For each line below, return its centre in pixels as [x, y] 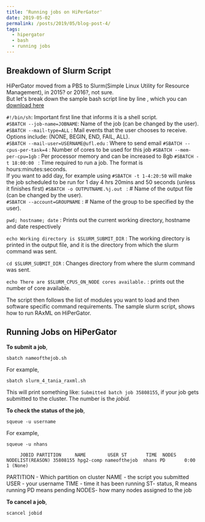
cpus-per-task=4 [27, 150]
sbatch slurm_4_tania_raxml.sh [46, 381]
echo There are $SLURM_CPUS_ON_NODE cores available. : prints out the [95, 282]
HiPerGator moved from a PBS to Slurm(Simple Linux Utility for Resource [98, 86]
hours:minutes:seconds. [37, 169]
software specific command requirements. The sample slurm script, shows [101, 306]
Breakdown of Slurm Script [59, 71]
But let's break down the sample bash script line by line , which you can [97, 99]
